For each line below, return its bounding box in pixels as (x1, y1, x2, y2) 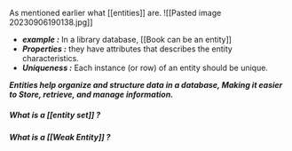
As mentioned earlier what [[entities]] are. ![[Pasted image (9, 8, 222, 18)
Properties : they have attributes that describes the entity (21, 44, 233, 54)
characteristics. (21, 53, 80, 63)
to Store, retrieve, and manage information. (9, 89, 174, 99)
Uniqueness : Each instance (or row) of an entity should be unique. (21, 62, 269, 73)
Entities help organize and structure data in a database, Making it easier (9, 80, 283, 90)
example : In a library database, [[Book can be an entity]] (21, 35, 233, 44)
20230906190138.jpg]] (9, 17, 93, 28)
